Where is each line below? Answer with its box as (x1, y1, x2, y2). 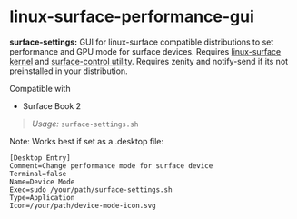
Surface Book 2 (22, 100, 82, 111)
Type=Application (9, 193, 75, 202)
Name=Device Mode (9, 177, 75, 186)
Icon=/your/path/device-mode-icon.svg (9, 201, 156, 210)
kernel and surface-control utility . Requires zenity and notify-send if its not (9, 55, 289, 66)
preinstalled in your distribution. (9, 65, 129, 76)
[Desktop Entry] (9, 153, 71, 163)
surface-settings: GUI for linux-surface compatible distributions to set (9, 36, 274, 47)
